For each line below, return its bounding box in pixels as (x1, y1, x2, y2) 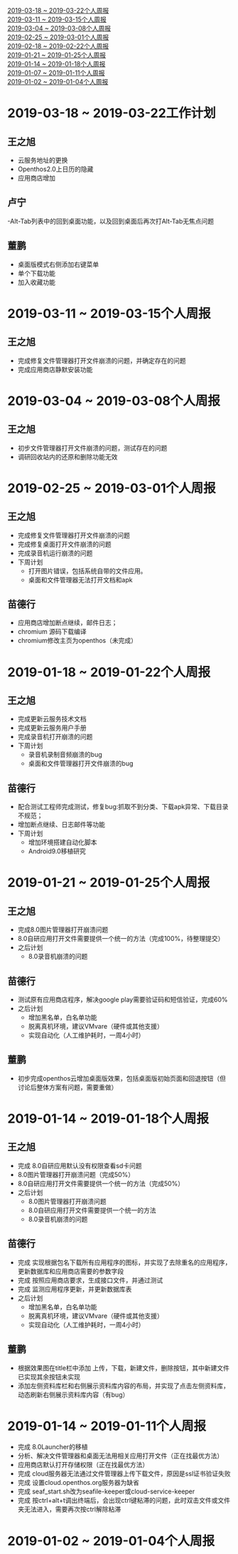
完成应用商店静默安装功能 (17, 365, 93, 374)
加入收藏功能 (17, 277, 55, 287)
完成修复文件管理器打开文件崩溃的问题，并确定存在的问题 (17, 356, 186, 365)
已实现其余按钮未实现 (17, 1372, 80, 1381)
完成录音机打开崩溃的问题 (17, 733, 93, 741)
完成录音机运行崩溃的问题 (17, 548, 93, 557)
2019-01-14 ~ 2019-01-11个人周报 (7, 1418, 207, 1434)
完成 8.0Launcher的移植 (17, 1443, 88, 1451)
